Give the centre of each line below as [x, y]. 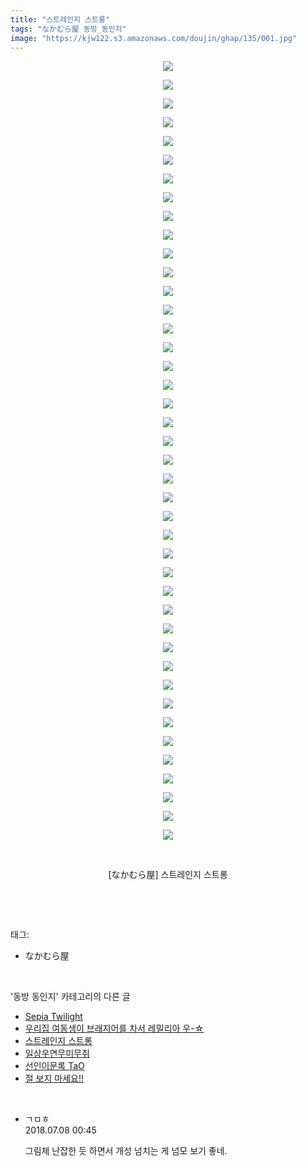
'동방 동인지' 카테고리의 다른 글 [70, 997]
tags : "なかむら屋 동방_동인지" [68, 29]
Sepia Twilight [53, 1017]
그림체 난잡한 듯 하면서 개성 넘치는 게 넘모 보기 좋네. [126, 1151]
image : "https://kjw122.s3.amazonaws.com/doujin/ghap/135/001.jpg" [154, 38]
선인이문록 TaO [54, 1066]
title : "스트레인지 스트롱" [60, 19]
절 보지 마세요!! [54, 1078]
